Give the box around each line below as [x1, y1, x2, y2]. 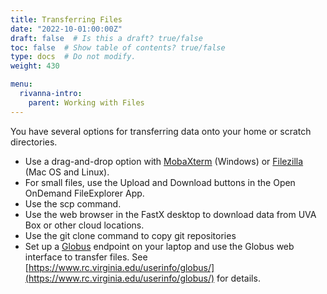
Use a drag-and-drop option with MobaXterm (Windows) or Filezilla [24, 155, 304, 167]
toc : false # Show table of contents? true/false [10, 42, 226, 53]
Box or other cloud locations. [24, 219, 145, 231]
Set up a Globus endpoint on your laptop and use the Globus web [24, 240, 295, 252]
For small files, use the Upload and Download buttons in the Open [24, 176, 296, 188]
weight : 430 [10, 61, 60, 71]
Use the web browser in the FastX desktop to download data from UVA [24, 208, 317, 220]
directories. [10, 136, 58, 148]
